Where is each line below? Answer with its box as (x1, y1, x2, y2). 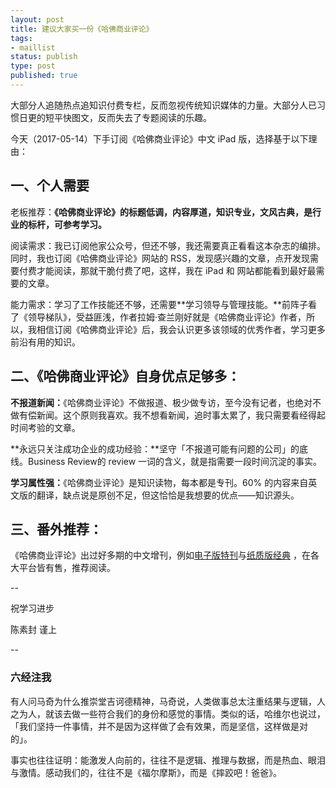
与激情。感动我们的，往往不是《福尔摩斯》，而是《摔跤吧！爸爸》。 (10, 766, 282, 778)
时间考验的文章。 (10, 421, 81, 433)
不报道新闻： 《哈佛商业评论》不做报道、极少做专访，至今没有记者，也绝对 (10, 396, 313, 408)
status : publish (10, 52, 78, 62)
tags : (10, 33, 33, 43)
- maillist (10, 42, 56, 53)
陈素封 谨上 (10, 624, 57, 636)
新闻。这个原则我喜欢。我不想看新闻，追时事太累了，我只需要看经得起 (36, 409, 326, 421)
